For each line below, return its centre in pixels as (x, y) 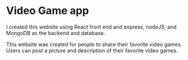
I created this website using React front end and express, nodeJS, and (91, 27)
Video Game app (48, 11)
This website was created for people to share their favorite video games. (94, 44)
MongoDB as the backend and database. (56, 33)
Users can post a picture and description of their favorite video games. (92, 50)
